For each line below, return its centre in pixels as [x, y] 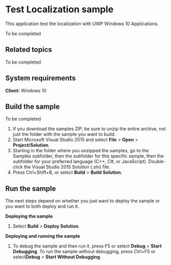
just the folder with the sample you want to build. [64, 134]
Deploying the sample [29, 216]
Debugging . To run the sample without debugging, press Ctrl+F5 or [84, 252]
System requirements [40, 78]
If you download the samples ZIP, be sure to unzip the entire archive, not [89, 129]
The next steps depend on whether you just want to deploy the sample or [83, 201]
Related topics [29, 50]
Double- [157, 161]
